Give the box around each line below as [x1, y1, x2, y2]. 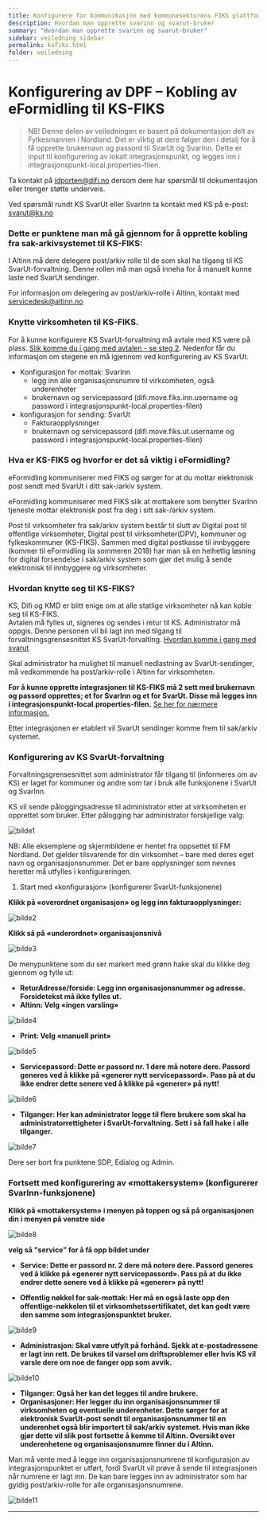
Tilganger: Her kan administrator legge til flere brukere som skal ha [19, 1110, 246, 1119]
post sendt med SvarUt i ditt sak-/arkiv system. [8, 481, 163, 491]
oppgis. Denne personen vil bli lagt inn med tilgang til [8, 626, 183, 636]
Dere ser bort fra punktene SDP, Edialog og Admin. [8, 1158, 175, 1167]
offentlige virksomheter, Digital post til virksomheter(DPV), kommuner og [8, 529, 246, 539]
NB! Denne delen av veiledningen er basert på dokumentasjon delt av [27, 126, 256, 135]
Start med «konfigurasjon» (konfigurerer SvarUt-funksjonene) [19, 882, 222, 892]
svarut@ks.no [8, 208, 54, 217]
